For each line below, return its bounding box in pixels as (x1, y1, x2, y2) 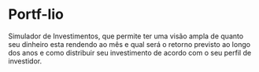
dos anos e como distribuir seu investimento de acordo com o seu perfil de (8, 48, 252, 57)
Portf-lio (8, 5, 65, 23)
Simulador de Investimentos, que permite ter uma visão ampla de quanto (8, 31, 244, 41)
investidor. (8, 56, 42, 66)
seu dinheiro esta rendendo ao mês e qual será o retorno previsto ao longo (8, 39, 250, 49)
